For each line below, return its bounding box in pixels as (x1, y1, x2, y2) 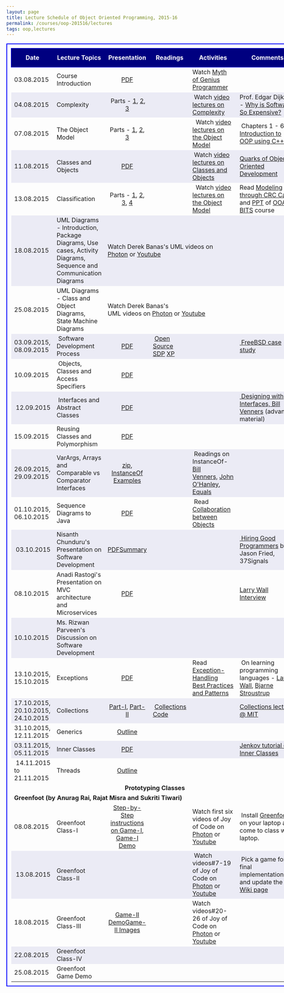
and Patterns (192, 689, 229, 697)
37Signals (239, 557, 269, 565)
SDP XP (152, 350, 175, 358)
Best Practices (192, 681, 234, 690)
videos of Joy (192, 815, 232, 824)
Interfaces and (58, 396, 100, 404)
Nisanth (56, 530, 79, 539)
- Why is (239, 101, 265, 109)
